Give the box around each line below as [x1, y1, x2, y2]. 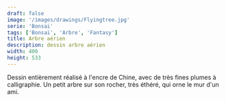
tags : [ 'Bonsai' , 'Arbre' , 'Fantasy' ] [7, 29, 118, 36]
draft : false [7, 10, 45, 17]
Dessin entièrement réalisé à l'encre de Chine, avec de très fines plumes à [7, 73, 217, 81]
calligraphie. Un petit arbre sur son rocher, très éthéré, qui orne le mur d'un [7, 80, 219, 89]
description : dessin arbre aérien [7, 42, 106, 48]
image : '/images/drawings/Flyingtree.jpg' [7, 16, 130, 23]
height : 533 [7, 55, 41, 61]
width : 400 [7, 48, 38, 55]
